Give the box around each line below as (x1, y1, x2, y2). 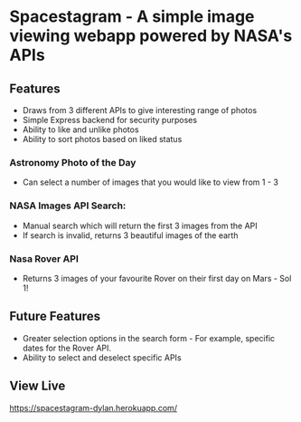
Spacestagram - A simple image (9, 6, 255, 27)
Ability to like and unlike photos (22, 124, 139, 135)
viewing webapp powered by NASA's (9, 25, 293, 46)
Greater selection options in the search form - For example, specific (22, 332, 276, 343)
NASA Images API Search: (9, 199, 127, 212)
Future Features (9, 309, 101, 324)
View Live (9, 379, 66, 394)
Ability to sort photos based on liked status (22, 134, 183, 144)
